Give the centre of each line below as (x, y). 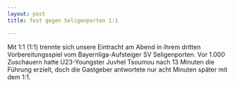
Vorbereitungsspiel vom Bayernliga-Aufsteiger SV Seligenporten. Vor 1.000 (116, 54)
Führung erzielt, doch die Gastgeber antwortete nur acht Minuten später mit (117, 69)
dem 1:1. (19, 77)
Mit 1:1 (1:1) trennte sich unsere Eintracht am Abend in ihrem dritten (104, 47)
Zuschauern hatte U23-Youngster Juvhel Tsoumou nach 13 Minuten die (111, 62)
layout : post (26, 14)
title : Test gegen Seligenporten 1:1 (63, 21)
